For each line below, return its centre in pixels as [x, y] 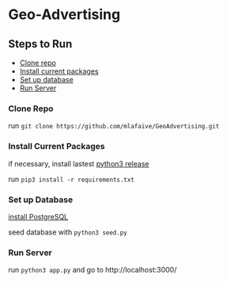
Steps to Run [40, 44]
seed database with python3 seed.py [68, 232]
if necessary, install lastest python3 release [79, 163]
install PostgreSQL [38, 216]
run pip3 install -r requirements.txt [71, 179]
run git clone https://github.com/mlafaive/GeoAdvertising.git [114, 126]
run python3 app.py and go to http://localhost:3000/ [93, 270]
